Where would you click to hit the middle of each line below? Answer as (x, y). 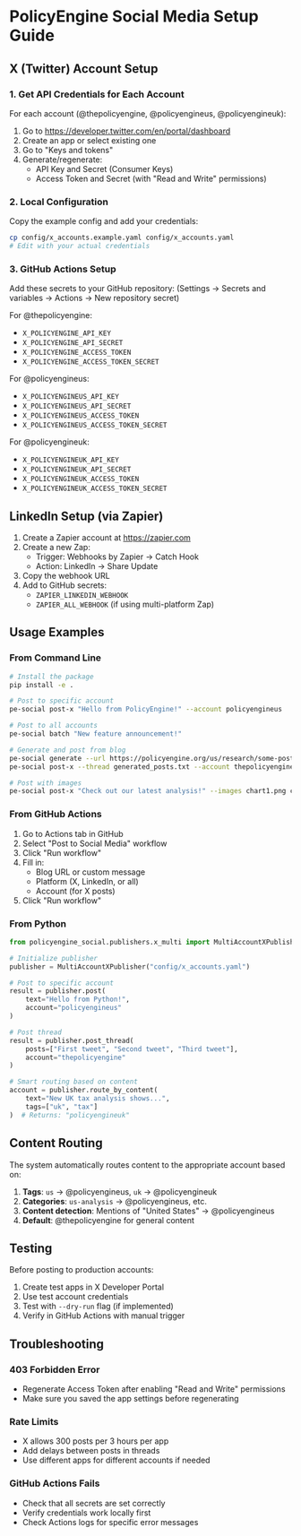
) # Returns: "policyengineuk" (69, 1115)
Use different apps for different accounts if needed (116, 1460)
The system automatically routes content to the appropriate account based (147, 1165)
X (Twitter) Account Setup (84, 69)
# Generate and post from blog (68, 750)
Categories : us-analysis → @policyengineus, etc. (115, 1201)
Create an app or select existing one (89, 140)
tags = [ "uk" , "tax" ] (62, 1107)
